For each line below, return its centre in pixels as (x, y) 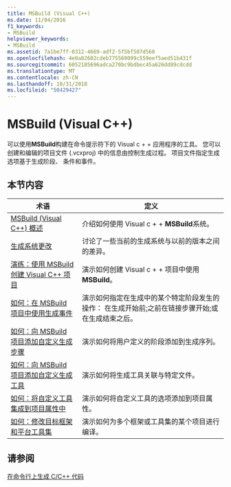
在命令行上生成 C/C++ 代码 (45, 476)
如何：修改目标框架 (42, 422)
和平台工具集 (32, 432)
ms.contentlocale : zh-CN (43, 77)
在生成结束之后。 (109, 318)
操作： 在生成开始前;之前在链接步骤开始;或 (150, 308)
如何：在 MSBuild (39, 303)
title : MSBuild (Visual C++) (49, 13)
